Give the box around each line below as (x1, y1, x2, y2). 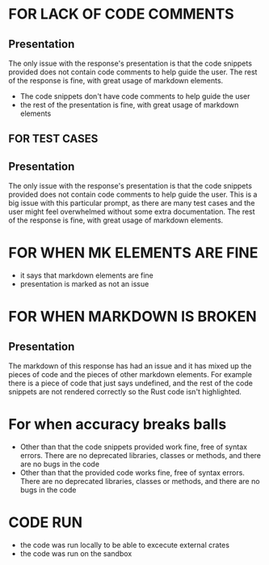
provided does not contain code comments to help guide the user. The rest (8, 67, 258, 77)
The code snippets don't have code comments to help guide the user (19, 91, 250, 101)
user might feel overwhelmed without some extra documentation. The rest (8, 207, 256, 217)
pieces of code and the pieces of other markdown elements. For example (8, 370, 253, 380)
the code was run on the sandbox (19, 549, 132, 559)
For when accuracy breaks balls (8, 415, 227, 434)
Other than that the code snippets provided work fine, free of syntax (19, 442, 248, 452)
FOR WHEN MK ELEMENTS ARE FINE (8, 244, 258, 262)
